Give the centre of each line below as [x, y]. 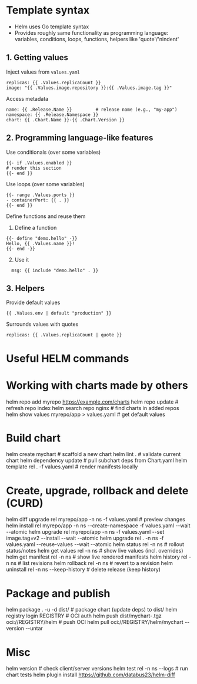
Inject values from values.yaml [43, 72]
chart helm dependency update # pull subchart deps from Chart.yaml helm [97, 461]
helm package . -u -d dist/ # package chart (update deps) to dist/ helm [92, 610]
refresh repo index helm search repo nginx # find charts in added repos [93, 408]
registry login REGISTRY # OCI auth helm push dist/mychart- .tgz [84, 616]
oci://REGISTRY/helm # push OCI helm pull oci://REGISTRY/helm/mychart [95, 622]
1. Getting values [37, 57]
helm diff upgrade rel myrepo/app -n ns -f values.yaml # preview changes [96, 520]
